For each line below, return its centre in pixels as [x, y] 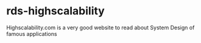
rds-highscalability [55, 11]
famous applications [32, 33]
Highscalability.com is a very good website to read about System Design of [100, 27]
